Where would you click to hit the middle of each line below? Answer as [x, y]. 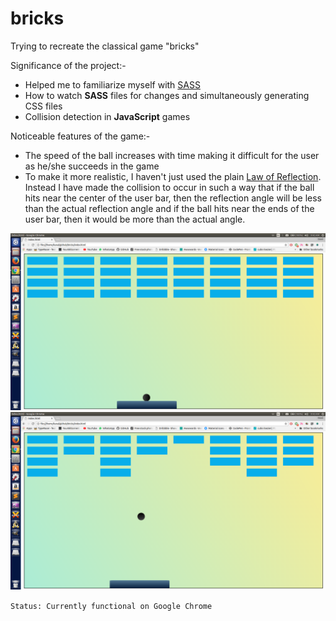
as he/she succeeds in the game [92, 166]
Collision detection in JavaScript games [107, 116]
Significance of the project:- [68, 65]
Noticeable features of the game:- [80, 136]
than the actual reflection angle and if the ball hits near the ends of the [169, 208]
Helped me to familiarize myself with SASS [112, 84]
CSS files [43, 106]
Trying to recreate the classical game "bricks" [105, 46]
